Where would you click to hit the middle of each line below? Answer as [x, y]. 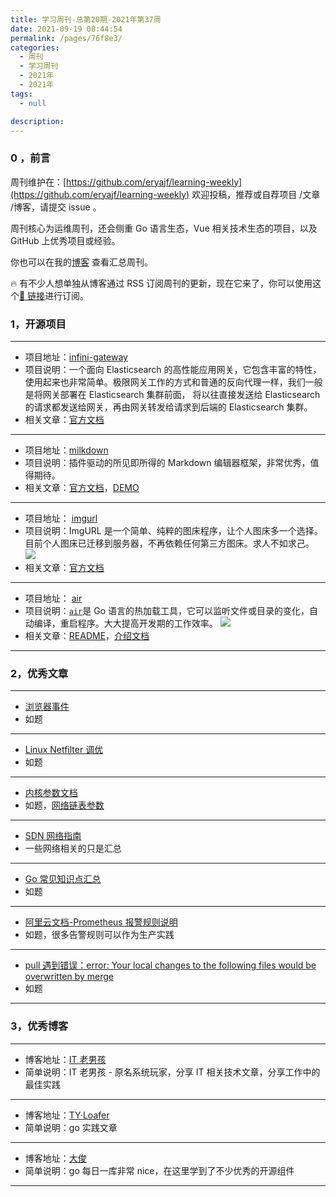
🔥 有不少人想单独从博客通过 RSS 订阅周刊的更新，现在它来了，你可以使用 [161, 283]
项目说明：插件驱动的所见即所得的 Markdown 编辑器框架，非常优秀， [167, 462]
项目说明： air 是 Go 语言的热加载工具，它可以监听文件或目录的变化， [167, 610]
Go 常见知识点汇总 [63, 879]
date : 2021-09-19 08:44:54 [66, 29]
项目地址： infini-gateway [76, 357]
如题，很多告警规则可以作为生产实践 [99, 935]
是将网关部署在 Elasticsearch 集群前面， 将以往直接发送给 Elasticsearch [172, 394]
